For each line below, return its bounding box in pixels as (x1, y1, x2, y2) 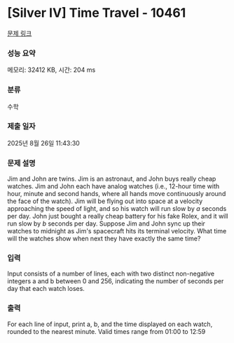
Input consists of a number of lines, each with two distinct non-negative (7, 269, 215, 278)
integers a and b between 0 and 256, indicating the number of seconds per (7, 277, 224, 285)
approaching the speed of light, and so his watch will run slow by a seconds (7, 205, 227, 213)
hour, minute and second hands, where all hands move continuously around (7, 190, 226, 198)
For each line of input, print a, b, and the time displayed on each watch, (7, 320, 213, 328)
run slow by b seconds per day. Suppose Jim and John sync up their (7, 219, 205, 228)
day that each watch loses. (7, 285, 85, 293)
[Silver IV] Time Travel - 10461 (7, 5, 186, 21)
